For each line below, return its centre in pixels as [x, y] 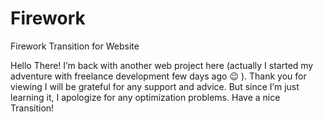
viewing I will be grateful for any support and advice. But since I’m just [155, 86]
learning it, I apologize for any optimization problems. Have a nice [145, 97]
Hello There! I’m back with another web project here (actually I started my [162, 65]
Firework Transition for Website [75, 46]
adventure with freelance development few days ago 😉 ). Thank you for [158, 76]
